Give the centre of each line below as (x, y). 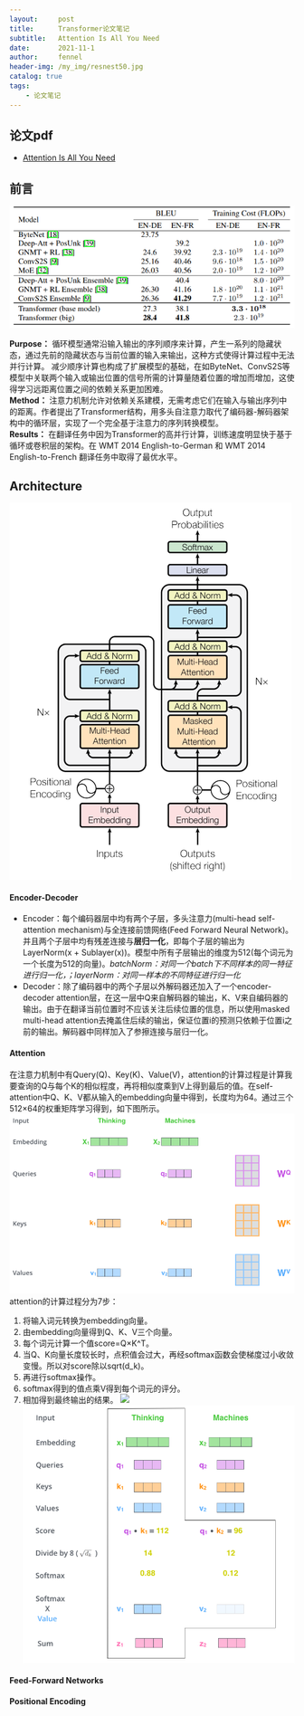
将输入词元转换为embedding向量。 (87, 1320)
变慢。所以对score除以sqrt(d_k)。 (85, 1366)
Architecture (46, 486)
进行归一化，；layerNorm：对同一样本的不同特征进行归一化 (132, 975)
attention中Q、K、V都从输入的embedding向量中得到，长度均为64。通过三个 (152, 1097)
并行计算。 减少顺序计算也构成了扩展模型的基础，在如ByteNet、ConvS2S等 (150, 367)
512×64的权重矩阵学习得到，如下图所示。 (87, 1108)
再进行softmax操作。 (62, 1377)
